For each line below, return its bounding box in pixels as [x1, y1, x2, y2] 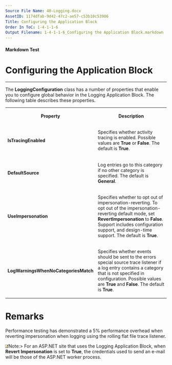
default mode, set [117, 210, 155, 217]
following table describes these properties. [5, 97, 96, 103]
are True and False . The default [98, 281, 165, 287]
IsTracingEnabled [7, 137, 46, 143]
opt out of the [98, 205, 126, 211]
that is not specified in [98, 270, 144, 277]
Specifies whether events [98, 248, 152, 255]
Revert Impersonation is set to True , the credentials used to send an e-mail [5, 348, 165, 354]
